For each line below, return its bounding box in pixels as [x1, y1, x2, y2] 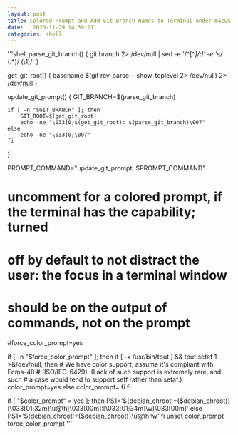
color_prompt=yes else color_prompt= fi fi [7, 382, 131, 391]
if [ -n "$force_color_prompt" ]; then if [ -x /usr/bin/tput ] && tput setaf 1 [7, 352, 217, 361]
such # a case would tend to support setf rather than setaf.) [7, 375, 182, 384]
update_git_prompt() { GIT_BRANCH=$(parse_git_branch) [7, 93, 176, 101]
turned [7, 219, 48, 235]
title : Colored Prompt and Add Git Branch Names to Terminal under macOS [7, 17, 232, 24]
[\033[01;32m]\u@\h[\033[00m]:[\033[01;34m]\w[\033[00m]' [7, 404, 189, 412]
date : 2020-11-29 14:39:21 [7, 24, 94, 31]
